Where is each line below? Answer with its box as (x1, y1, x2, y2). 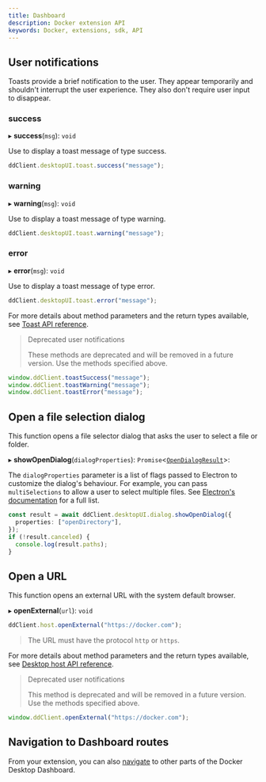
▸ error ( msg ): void (8, 266, 65, 275)
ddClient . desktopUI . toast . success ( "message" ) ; (8, 161, 165, 170)
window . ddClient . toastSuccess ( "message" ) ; (8, 374, 150, 382)
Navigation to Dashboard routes (8, 735, 169, 749)
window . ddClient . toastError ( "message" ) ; (8, 389, 144, 397)
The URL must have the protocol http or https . (27, 636, 180, 645)
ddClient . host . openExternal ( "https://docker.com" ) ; (8, 621, 182, 629)
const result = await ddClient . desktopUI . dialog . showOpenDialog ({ (8, 511, 232, 519)
